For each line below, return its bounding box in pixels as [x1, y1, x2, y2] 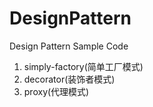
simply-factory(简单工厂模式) [23, 60, 144, 72]
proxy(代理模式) [23, 85, 90, 97]
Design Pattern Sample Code [9, 40, 129, 52]
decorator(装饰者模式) [23, 73, 116, 85]
